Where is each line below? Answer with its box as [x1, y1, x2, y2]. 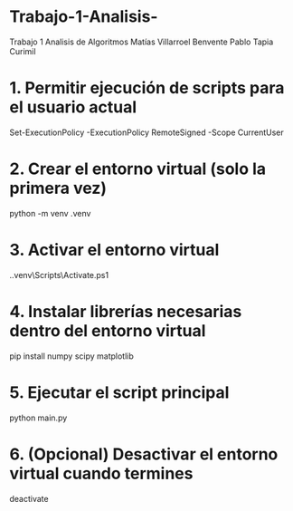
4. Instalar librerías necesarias [9, 301, 242, 322]
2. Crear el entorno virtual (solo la [9, 159, 267, 179]
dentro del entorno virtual [9, 320, 206, 341]
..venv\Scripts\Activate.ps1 [9, 269, 109, 280]
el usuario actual [9, 97, 137, 118]
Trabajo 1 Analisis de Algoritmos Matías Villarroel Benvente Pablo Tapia [9, 36, 274, 47]
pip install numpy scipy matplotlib [9, 351, 134, 362]
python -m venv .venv [9, 207, 91, 218]
